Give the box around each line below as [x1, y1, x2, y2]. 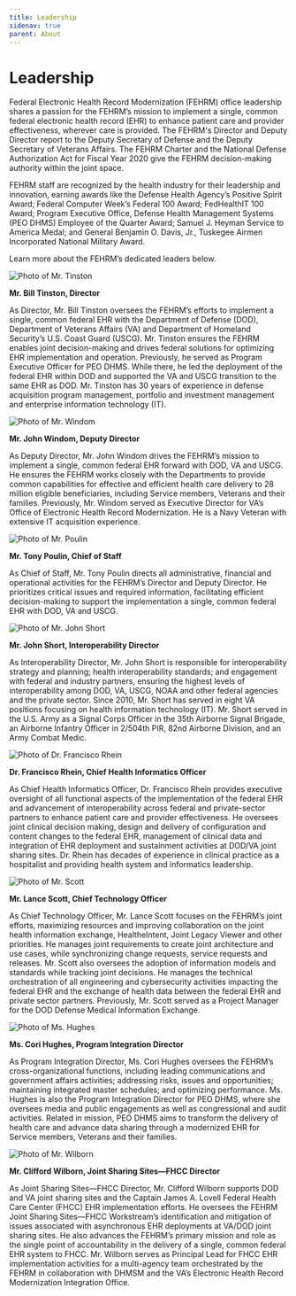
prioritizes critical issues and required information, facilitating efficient [9, 586, 264, 598]
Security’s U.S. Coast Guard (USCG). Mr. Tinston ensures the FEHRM [9, 333, 261, 344]
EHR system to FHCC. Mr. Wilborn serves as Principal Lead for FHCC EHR [9, 1249, 278, 1260]
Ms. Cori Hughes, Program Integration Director [9, 1039, 184, 1050]
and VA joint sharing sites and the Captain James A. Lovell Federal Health [9, 1192, 277, 1203]
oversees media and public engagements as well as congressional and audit [9, 1104, 287, 1114]
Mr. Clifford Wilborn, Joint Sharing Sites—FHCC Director [9, 1166, 221, 1176]
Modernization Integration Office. [9, 1277, 131, 1288]
